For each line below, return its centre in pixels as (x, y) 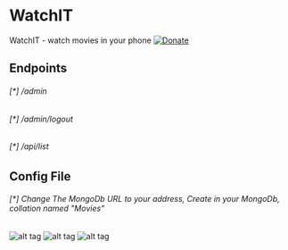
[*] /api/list (29, 146)
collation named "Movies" (57, 208)
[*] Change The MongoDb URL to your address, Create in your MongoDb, (145, 199)
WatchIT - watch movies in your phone (80, 40)
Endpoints (38, 68)
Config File (40, 176)
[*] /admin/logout (41, 119)
